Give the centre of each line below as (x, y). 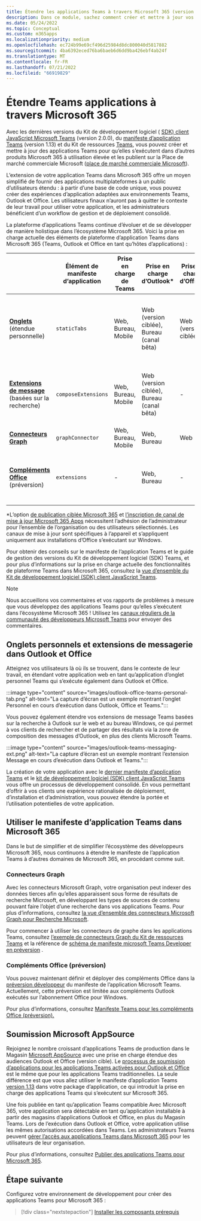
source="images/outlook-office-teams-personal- (127, 692)
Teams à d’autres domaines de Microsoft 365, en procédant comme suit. (96, 858)
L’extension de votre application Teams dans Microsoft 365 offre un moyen (98, 175)
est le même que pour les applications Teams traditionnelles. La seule (92, 1074)
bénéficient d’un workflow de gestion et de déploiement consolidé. (89, 214)
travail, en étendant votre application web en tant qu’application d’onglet (95, 675)
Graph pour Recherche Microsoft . (48, 919)
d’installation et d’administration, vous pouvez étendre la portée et (88, 797)
